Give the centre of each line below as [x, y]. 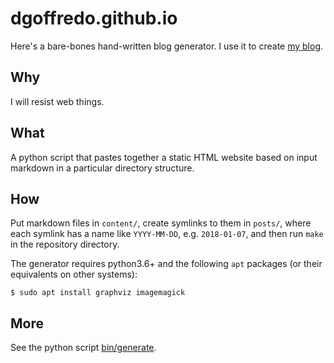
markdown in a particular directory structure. [102, 168]
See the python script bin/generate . [83, 348]
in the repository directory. [65, 244]
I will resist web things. [57, 101]
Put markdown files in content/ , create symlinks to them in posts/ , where [161, 223]
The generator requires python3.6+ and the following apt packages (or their [166, 264]
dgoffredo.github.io [94, 18]
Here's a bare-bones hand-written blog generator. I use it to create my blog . [167, 46]
